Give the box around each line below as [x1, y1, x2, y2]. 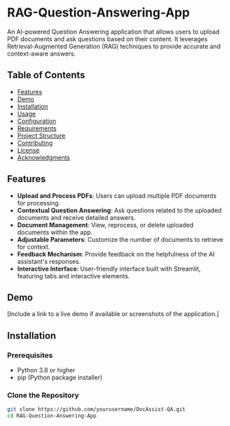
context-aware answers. [7, 49, 76, 58]
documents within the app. [16, 228, 93, 236]
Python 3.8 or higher [16, 366, 76, 374]
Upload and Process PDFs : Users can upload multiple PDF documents [16, 191, 217, 200]
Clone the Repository [7, 390, 80, 400]
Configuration [16, 117, 56, 125]
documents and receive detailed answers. [16, 213, 136, 221]
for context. [16, 243, 50, 251]
